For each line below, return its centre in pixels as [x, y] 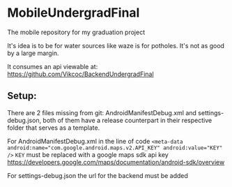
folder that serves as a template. [54, 128]
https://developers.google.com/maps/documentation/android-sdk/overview [116, 162]
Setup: [22, 96]
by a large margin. [33, 53]
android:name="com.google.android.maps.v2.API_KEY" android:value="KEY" [115, 148]
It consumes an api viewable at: [53, 66]
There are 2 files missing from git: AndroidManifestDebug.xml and [102, 112]
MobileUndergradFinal [74, 13]
